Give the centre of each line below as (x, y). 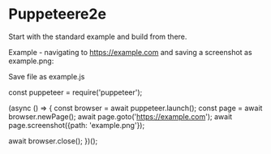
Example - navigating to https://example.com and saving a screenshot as (131, 52)
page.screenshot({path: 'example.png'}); (77, 125)
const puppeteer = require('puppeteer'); (75, 92)
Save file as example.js (47, 76)
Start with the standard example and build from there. (98, 36)
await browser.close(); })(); (53, 141)
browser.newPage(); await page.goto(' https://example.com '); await (120, 116)
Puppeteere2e (58, 14)
